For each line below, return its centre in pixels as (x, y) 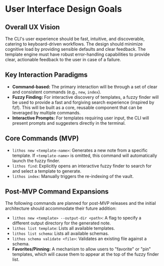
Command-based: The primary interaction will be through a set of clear (85, 87)
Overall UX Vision (33, 27)
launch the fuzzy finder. (36, 160)
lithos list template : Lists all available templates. (63, 228)
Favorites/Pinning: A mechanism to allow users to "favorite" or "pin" (82, 249)
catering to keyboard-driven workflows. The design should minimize (74, 44)
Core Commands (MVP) (42, 139)
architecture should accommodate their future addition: (61, 208)
